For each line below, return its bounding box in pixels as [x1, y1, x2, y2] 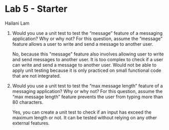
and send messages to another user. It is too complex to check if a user [12, 56, 163, 62]
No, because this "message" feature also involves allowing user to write [12, 51, 164, 57]
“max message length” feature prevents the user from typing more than [12, 94, 163, 100]
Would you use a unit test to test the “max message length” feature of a [12, 83, 163, 89]
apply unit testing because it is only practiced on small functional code [12, 67, 162, 73]
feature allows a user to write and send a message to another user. [12, 41, 154, 47]
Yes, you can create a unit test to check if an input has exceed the [12, 109, 152, 115]
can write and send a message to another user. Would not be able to [12, 62, 157, 68]
